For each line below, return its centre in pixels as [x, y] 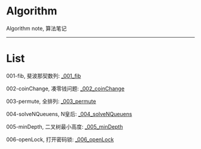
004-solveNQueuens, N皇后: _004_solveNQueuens [69, 114]
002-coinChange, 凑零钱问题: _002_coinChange [65, 89]
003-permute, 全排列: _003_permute [51, 101]
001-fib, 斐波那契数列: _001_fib [44, 75]
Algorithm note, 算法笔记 [36, 28]
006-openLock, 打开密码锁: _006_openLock [60, 139]
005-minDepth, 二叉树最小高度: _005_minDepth [65, 126]
